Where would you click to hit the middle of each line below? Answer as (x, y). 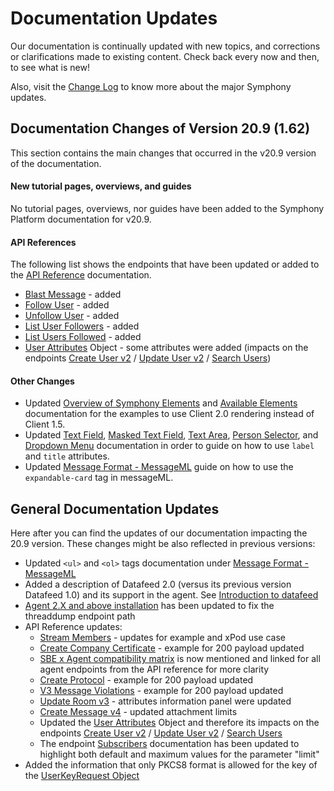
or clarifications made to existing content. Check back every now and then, (165, 56)
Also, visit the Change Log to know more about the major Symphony (151, 86)
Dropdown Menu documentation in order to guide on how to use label (169, 446)
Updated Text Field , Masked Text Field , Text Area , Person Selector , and (171, 435)
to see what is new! (50, 67)
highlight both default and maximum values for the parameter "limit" (179, 754)
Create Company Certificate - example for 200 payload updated (172, 648)
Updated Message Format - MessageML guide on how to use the (159, 467)
